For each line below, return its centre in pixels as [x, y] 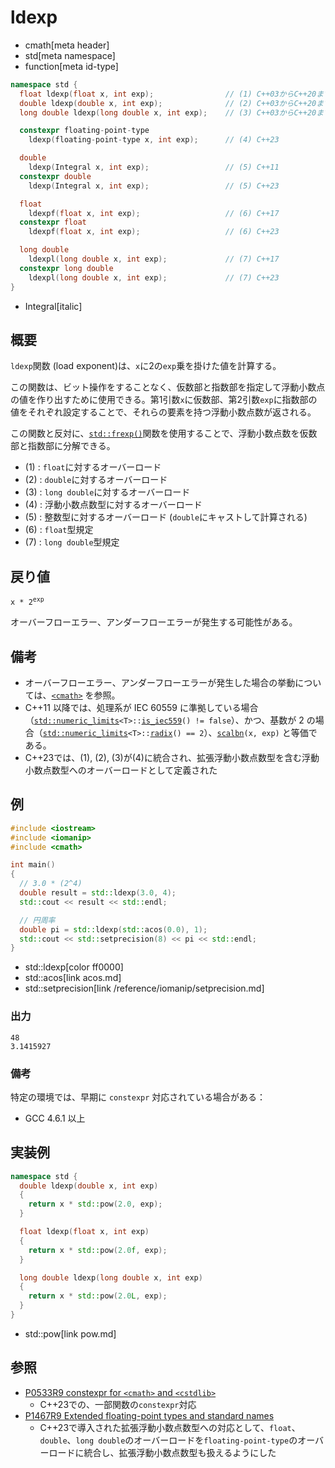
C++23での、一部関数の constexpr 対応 [118, 1404]
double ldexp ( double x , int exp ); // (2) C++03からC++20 [168, 103]
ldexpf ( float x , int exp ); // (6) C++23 [154, 232]
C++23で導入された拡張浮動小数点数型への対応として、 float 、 [170, 1427]
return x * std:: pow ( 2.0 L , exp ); [98, 1296]
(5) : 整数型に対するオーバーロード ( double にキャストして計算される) [166, 517]
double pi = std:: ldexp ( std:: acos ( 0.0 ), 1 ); [113, 929]
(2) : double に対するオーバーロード [96, 480]
